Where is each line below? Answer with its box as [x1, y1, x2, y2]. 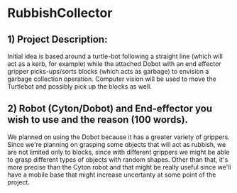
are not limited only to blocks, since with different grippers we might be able [7, 148, 230, 156]
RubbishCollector [7, 5, 113, 21]
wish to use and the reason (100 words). [7, 114, 189, 126]
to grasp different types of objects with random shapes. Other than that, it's [7, 155, 228, 164]
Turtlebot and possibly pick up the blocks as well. [7, 82, 153, 90]
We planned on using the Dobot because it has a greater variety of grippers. [7, 133, 231, 141]
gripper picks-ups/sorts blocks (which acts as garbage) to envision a [7, 67, 209, 75]
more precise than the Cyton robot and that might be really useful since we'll [7, 162, 231, 171]
